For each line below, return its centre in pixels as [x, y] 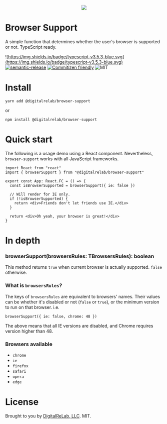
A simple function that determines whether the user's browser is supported [82, 41]
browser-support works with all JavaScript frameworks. [62, 159]
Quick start [29, 139]
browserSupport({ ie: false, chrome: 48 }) [51, 316]
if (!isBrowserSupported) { [39, 198]
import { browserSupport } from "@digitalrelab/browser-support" [74, 172]
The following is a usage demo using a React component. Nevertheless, [79, 153]
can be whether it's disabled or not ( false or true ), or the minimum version [82, 302]
